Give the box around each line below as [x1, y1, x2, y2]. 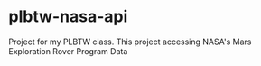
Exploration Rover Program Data [8, 45, 128, 56]
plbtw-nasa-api [8, 6, 128, 27]
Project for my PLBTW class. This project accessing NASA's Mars [8, 36, 252, 47]
